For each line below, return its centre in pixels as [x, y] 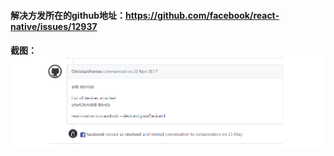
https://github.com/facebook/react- [202, 15]
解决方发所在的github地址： [68, 15]
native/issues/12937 [54, 26]
